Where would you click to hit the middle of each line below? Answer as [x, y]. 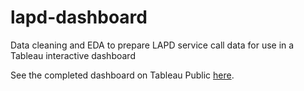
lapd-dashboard [79, 17]
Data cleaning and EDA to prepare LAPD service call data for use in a [152, 45]
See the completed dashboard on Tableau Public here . [122, 75]
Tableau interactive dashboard [73, 55]
